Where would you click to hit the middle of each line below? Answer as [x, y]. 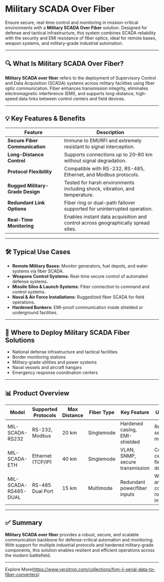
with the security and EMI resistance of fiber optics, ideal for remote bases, [81, 38]
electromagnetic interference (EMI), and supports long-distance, [70, 93]
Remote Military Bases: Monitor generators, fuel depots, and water [80, 266]
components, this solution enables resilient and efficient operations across [80, 550]
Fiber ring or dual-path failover [100, 202]
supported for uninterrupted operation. [108, 209]
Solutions [20, 340]
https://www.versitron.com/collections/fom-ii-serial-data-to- [94, 569]
